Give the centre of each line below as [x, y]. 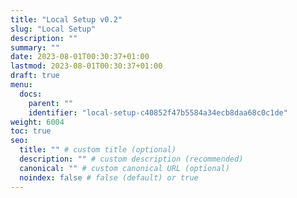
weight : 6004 [37, 122]
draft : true [35, 76]
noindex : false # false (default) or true [109, 177]
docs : [31, 94]
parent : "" [51, 103]
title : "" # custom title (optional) [98, 150]
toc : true [31, 131]
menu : [21, 85]
